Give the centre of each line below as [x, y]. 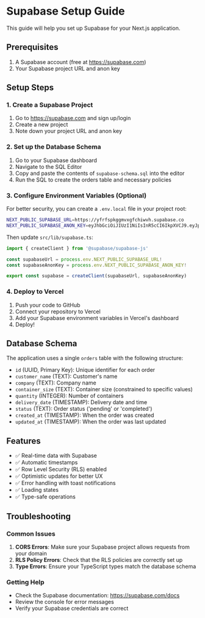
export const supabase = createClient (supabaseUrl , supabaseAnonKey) [97, 276]
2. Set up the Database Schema [54, 147]
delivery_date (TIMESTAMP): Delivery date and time [81, 402]
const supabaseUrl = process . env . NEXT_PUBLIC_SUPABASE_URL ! [85, 259]
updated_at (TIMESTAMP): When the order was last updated [91, 422]
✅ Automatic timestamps [46, 463]
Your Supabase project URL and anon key [67, 68]
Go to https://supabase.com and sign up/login [73, 118]
